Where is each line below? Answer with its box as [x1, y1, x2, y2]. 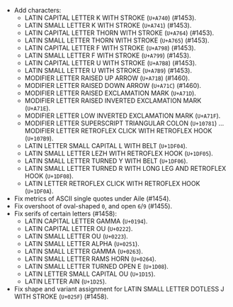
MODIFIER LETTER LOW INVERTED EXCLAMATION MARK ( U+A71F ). [24, 111, 221, 120]
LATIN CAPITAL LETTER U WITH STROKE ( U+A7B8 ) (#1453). [24, 59, 197, 67]
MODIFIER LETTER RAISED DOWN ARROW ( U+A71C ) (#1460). [24, 82, 202, 89]
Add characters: [13, 6, 62, 14]
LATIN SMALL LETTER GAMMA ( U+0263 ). [24, 247, 143, 255]
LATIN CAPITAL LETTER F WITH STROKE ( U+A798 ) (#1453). [24, 44, 196, 52]
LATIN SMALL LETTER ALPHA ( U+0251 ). [24, 240, 140, 247]
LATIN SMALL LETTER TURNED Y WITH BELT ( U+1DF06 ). [24, 157, 188, 165]
